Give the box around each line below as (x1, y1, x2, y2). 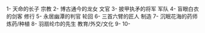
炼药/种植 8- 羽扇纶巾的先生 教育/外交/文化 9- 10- (6, 20, 131, 27)
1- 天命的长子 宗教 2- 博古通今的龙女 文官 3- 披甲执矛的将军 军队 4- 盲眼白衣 (6, 5, 199, 12)
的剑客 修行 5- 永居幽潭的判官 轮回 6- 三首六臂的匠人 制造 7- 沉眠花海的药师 (6, 13, 198, 20)
